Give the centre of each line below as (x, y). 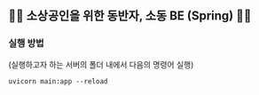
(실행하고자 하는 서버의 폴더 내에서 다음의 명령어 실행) (101, 64)
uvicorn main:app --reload (58, 81)
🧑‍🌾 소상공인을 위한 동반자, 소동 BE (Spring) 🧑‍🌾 (130, 16)
